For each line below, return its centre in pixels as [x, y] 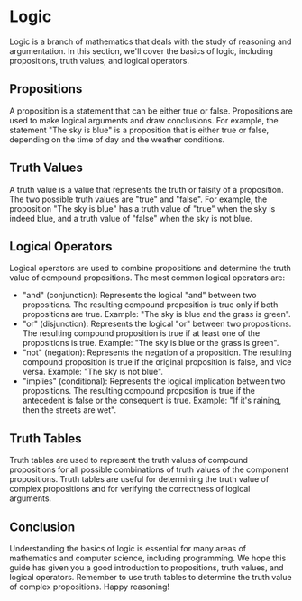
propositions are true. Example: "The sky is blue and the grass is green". [156, 314]
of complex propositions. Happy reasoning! [89, 587]
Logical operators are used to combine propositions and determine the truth [150, 269]
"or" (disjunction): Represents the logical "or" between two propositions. [157, 324]
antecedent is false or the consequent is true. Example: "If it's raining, [152, 401]
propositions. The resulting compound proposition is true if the [138, 391]
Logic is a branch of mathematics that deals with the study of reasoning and [151, 41]
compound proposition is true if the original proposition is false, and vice [157, 362]
